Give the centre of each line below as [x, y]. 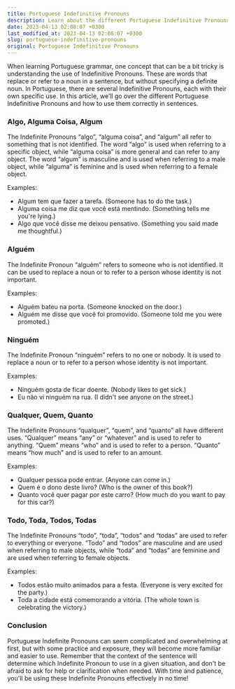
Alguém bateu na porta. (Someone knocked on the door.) [99, 306]
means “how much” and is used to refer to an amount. [85, 453]
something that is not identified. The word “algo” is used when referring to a [116, 144]
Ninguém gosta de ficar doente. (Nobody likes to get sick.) [102, 389]
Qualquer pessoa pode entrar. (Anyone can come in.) [94, 480]
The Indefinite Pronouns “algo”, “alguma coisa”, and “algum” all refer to [109, 137]
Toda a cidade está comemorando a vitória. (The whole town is [108, 600]
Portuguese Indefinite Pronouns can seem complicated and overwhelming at [117, 641]
